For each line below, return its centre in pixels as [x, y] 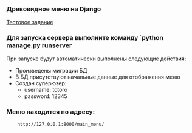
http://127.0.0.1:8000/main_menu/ [61, 124]
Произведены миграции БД [51, 70]
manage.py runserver [39, 45]
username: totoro [46, 89]
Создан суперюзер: [41, 83]
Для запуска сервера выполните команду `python [85, 38]
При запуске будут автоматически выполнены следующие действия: [96, 59]
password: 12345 [46, 96]
